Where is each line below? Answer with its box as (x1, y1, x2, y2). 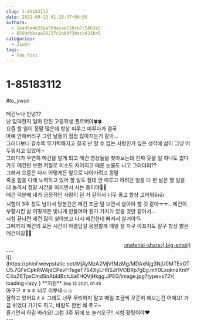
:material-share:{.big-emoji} (124, 241, 191, 248)
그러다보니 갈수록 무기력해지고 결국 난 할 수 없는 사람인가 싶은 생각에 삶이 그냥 (6, 139, 185, 147)
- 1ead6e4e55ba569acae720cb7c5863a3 (11, 25, 101, 31)
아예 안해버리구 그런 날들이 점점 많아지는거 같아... (6, 132, 119, 139)
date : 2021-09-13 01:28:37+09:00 (6, 14, 88, 20)
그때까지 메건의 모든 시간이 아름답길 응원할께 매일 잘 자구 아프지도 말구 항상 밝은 (6, 222, 189, 229)
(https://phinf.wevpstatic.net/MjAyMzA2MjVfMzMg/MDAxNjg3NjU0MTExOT (6, 260, 190, 267)
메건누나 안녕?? (6, 110, 42, 117)
